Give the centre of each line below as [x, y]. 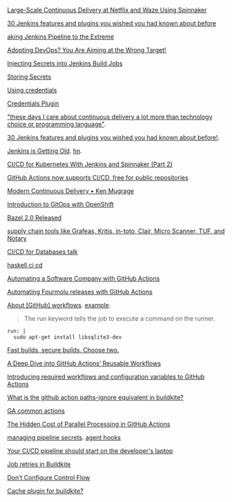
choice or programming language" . [57, 124]
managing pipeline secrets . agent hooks [64, 438]
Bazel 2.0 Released [35, 218]
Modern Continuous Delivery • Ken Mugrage [71, 191]
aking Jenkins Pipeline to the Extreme [61, 37]
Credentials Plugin [33, 103]
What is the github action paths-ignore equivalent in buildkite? [96, 397]
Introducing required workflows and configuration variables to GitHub [106, 376]
